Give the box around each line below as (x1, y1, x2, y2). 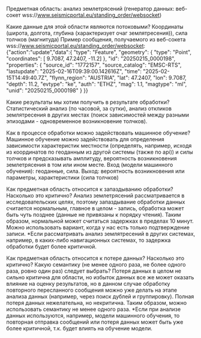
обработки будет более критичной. (6, 243, 97, 250)
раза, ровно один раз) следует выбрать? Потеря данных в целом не (6, 267, 182, 274)
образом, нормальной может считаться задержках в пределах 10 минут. (6, 217, 194, 225)
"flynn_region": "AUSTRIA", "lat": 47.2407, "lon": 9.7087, (49, 74, 187, 81)
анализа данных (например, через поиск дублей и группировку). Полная (6, 293, 194, 300)
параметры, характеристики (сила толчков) (6, 174, 119, 181)
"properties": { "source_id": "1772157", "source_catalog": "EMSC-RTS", (6, 61, 182, 68)
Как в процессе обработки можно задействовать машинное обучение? (6, 129, 191, 136)
